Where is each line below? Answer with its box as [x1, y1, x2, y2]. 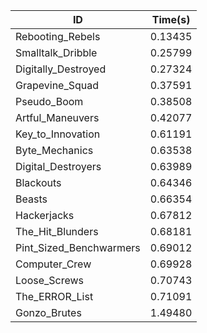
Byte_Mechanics [15, 144, 94, 157]
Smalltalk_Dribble [15, 46, 98, 59]
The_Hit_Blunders [15, 225, 99, 238]
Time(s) [151, 13, 191, 26]
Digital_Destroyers [15, 160, 102, 173]
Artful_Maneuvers [15, 111, 100, 124]
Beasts [15, 192, 48, 206]
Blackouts [15, 176, 62, 189]
